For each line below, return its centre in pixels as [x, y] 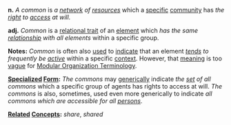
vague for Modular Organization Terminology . [72, 66]
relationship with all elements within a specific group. [83, 38]
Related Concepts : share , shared [56, 114]
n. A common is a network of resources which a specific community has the [116, 10]
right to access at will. [39, 17]
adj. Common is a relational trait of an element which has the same [103, 31]
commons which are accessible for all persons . [75, 101]
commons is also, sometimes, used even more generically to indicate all [110, 93]
